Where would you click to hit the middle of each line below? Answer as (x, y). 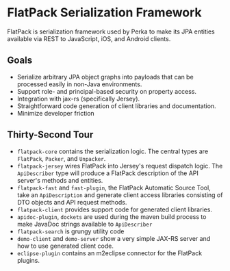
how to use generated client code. (65, 246)
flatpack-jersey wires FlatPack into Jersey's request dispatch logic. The (120, 166)
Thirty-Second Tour (50, 135)
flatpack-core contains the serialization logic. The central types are (113, 151)
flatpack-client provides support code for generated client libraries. (114, 209)
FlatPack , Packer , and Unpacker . (61, 158)
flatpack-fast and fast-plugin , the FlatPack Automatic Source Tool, (114, 188)
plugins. (28, 260)
